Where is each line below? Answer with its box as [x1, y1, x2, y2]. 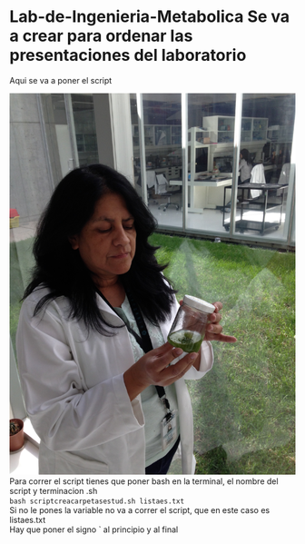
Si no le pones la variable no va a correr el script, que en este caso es [9, 504, 271, 515]
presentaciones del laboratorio [9, 45, 247, 65]
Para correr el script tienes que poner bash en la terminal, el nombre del [9, 475, 279, 487]
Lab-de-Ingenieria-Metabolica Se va [9, 6, 290, 27]
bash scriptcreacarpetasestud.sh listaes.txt [9, 497, 184, 506]
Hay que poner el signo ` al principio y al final [9, 524, 179, 535]
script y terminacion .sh [9, 485, 98, 496]
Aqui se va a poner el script [9, 74, 113, 85]
